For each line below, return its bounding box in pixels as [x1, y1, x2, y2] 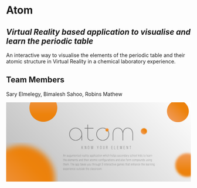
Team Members [6, 75, 64, 85]
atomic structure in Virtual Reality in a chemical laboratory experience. [6, 58, 176, 65]
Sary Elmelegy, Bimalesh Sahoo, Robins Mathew [6, 90, 123, 98]
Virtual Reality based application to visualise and [6, 27, 191, 37]
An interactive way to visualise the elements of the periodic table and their [6, 52, 186, 59]
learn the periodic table [6, 36, 94, 46]
